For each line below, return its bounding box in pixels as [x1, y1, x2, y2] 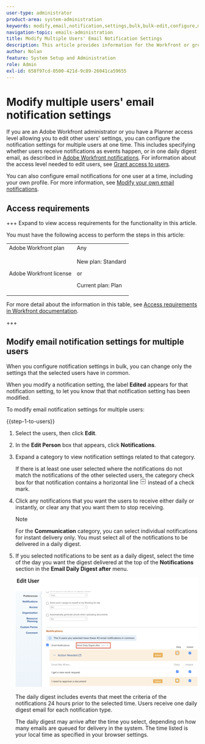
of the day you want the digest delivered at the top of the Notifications [15, 558, 194, 565]
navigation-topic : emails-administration [6, 29, 113, 35]
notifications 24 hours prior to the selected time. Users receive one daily [15, 700, 198, 707]
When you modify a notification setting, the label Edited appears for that [6, 381, 188, 388]
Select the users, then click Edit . [15, 429, 97, 436]
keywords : [6, 23, 32, 29]
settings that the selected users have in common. [6, 369, 130, 376]
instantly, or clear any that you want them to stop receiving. [15, 503, 165, 510]
